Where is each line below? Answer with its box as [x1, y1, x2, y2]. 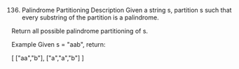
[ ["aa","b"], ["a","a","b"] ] [11, 54, 85, 62]
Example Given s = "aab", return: [11, 40, 106, 48]
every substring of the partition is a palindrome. [21, 13, 160, 22]
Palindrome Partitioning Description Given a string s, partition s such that [21, 6, 232, 14]
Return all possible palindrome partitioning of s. [11, 27, 149, 35]
